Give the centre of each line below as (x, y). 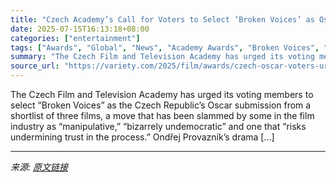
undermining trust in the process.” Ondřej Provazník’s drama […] (142, 137)
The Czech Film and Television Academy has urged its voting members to (162, 94)
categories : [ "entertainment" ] (75, 38)
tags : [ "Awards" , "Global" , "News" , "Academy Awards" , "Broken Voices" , (165, 47)
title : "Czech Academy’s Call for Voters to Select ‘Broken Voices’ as (162, 19)
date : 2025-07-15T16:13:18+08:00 (80, 29)
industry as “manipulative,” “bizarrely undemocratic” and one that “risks (158, 126)
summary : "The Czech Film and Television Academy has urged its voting (162, 57)
